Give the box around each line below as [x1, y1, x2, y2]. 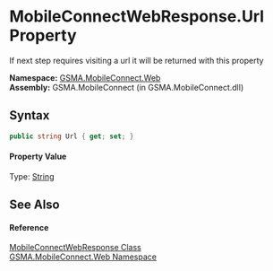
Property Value [9, 151, 67, 162]
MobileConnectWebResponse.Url [9, 6, 265, 27]
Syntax [9, 108, 50, 123]
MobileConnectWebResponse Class [9, 242, 141, 253]
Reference [9, 222, 49, 232]
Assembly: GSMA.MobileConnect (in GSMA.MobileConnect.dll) [9, 82, 244, 92]
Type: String [9, 170, 55, 181]
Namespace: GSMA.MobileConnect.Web [9, 72, 161, 83]
